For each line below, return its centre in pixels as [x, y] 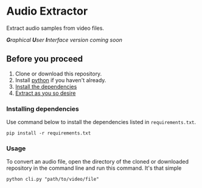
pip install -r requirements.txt [49, 133]
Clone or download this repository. [58, 74]
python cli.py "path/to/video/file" [53, 179]
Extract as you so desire [45, 93]
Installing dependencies [43, 109]
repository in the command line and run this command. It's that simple [94, 168]
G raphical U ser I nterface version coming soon [64, 40]
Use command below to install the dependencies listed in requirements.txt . [101, 122]
